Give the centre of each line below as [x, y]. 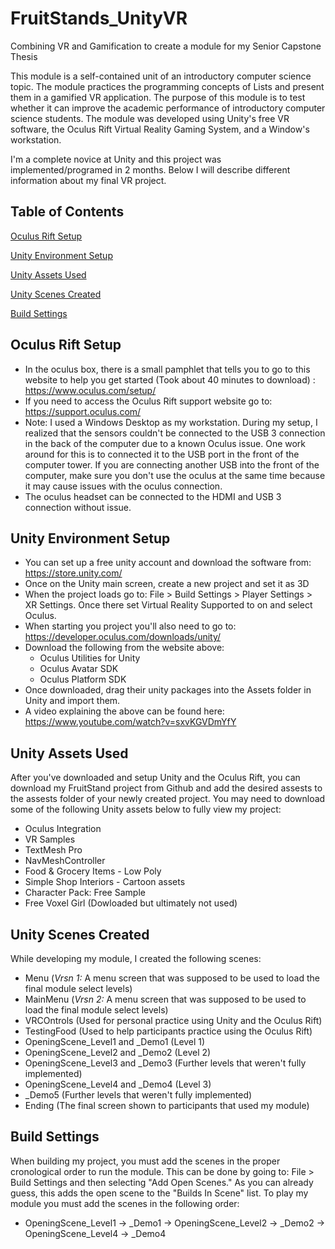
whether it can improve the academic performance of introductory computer [168, 108]
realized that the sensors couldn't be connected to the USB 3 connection [175, 433]
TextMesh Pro [53, 850]
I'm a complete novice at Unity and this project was [116, 159]
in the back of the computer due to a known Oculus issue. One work [165, 443]
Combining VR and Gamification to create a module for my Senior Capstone [166, 46]
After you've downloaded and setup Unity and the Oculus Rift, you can [155, 778]
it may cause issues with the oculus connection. [123, 486]
